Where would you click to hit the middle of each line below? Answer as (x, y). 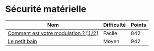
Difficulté (114, 25)
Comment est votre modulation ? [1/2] (53, 33)
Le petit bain (22, 41)
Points (139, 25)
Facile (110, 33)
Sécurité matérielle (46, 9)
